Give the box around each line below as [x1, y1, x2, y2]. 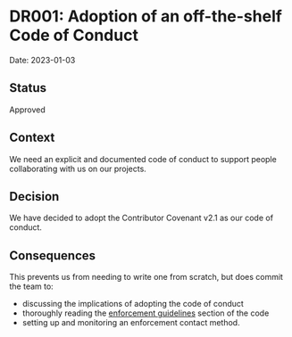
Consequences [9, 248, 96, 263]
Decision [9, 189, 60, 204]
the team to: [9, 281, 54, 292]
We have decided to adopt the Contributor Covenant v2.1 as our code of [9, 212, 274, 224]
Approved [9, 104, 46, 115]
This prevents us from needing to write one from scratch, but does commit [9, 272, 284, 283]
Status [9, 80, 47, 95]
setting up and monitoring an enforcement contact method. [21, 317, 240, 328]
